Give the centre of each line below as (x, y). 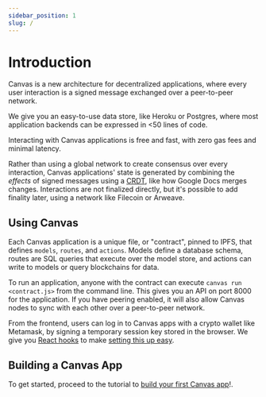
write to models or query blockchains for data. (84, 268)
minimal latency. (35, 148)
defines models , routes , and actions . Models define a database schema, (126, 250)
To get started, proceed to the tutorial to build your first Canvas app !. (121, 384)
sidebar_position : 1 (42, 15)
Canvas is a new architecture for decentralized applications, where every (128, 84)
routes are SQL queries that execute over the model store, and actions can (130, 259)
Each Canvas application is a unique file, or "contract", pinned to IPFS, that (130, 242)
